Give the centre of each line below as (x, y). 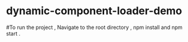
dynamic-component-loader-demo (94, 11)
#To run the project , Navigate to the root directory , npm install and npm (94, 27)
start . (13, 33)
